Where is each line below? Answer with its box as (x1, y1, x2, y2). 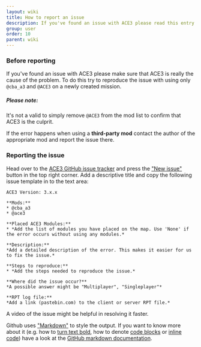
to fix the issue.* (6, 252, 55, 258)
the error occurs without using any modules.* (6, 231, 125, 237)
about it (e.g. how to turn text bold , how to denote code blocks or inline (6, 328, 182, 335)
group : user (6, 25, 36, 32)
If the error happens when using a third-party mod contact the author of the (6, 130, 196, 137)
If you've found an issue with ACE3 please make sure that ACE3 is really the (6, 70, 194, 77)
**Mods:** (6, 199, 31, 206)
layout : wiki (6, 8, 39, 15)
